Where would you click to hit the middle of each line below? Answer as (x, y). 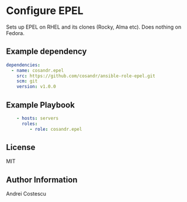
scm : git (27, 81)
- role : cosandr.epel (56, 129)
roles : (30, 124)
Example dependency (46, 52)
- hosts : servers (38, 118)
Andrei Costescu (26, 194)
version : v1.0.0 (37, 87)
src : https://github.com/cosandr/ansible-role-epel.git (86, 76)
